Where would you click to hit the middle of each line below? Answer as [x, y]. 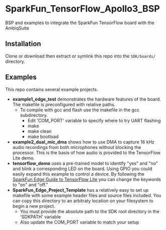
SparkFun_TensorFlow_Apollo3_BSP [82, 9]
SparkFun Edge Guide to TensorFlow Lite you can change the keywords [87, 179]
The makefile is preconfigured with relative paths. [64, 104]
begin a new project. [34, 206]
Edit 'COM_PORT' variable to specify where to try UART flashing [94, 120]
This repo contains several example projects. [52, 89]
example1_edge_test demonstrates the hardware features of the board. [87, 99]
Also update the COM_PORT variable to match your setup [79, 222]
